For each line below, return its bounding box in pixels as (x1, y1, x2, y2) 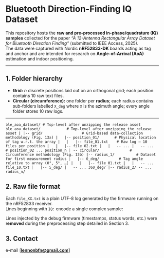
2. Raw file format (5, 182, 60, 191)
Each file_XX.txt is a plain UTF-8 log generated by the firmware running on (5, 195, 159, 201)
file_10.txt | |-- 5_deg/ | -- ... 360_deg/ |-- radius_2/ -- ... (5, 165, 152, 170)
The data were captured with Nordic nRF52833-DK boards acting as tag (5, 45, 151, 51)
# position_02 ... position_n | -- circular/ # (5, 148, 132, 153)
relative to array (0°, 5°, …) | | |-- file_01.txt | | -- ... (5, 160, 154, 165)
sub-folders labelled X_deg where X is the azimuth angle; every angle (12, 103, 150, 109)
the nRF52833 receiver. (5, 200, 53, 206)
